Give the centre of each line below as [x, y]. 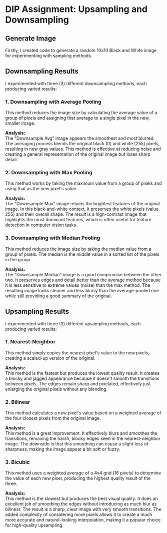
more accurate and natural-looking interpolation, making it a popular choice [83, 520]
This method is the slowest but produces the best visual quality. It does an [82, 498]
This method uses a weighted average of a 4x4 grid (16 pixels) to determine [83, 473]
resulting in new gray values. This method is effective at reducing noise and [83, 149]
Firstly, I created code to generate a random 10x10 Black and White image [81, 50]
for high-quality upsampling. [34, 525]
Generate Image [31, 38]
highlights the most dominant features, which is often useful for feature [78, 220]
